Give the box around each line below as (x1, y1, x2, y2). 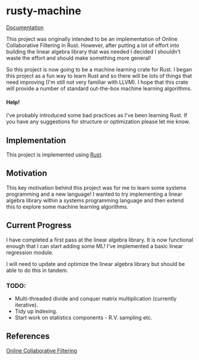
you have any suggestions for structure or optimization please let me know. (6, 118, 190, 126)
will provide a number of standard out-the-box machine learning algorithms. (6, 84, 192, 92)
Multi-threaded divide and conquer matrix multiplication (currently (14, 295, 177, 302)
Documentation (6, 24, 44, 31)
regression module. (6, 249, 53, 256)
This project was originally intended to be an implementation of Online (6, 35, 178, 42)
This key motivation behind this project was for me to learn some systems (6, 184, 187, 191)
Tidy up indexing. (14, 308, 58, 315)
